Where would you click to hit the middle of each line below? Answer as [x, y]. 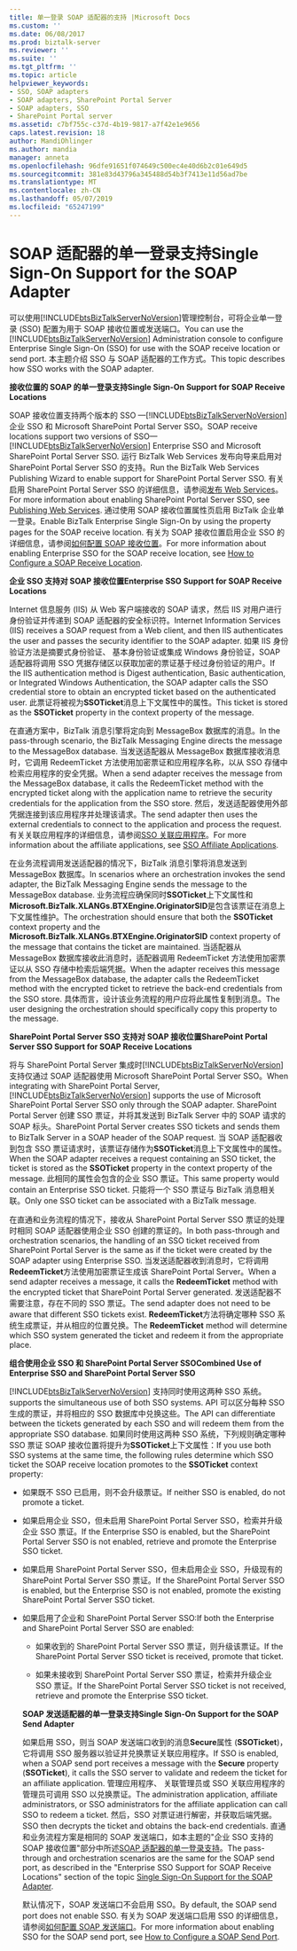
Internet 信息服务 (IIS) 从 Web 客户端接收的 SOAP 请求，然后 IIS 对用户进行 [145, 609]
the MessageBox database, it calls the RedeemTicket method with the [137, 783]
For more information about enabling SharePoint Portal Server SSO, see [140, 499]
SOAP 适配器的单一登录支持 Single [134, 253]
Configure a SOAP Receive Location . [76, 562]
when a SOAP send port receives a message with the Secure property [150, 1763]
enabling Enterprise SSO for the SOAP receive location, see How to [132, 553]
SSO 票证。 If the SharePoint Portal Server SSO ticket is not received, [160, 1685]
